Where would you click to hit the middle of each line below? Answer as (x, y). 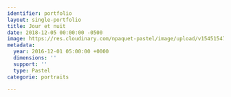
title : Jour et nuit (37, 26)
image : (16, 39)
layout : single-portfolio (44, 20)
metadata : (21, 45)
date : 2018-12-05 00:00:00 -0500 (55, 32)
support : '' (31, 64)
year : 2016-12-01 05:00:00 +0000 (61, 52)
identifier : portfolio (40, 13)
